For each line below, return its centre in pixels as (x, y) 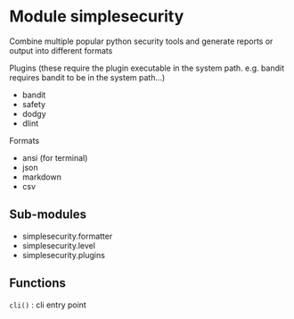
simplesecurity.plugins (63, 255)
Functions (38, 283)
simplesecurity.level (59, 245)
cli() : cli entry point (48, 305)
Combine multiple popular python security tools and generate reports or (141, 41)
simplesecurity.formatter (67, 236)
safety (34, 104)
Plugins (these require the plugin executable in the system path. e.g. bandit (147, 68)
